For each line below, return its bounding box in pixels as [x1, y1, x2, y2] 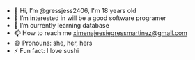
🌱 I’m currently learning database [13, 21, 109, 29]
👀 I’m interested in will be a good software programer [13, 14, 166, 22]
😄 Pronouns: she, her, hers [13, 39, 93, 47]
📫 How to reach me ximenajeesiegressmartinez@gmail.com [13, 29, 188, 37]
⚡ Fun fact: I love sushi [13, 47, 79, 54]
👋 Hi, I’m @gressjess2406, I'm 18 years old [13, 7, 136, 14]
